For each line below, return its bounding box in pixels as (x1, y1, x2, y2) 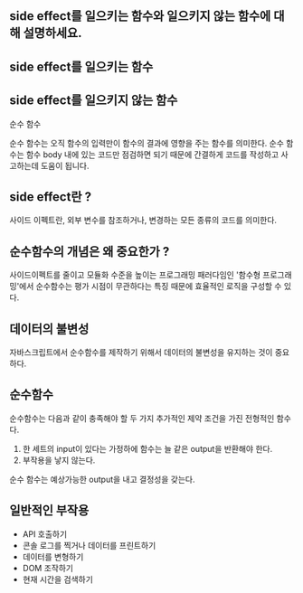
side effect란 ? (9, 189, 92, 204)
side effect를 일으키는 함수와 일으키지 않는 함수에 (9, 8, 271, 24)
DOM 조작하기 (22, 562, 74, 573)
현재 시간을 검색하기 (22, 573, 93, 585)
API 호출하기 (22, 528, 68, 540)
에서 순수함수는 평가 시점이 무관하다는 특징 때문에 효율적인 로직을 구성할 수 (19, 281, 282, 292)
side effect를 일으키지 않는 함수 (9, 93, 178, 108)
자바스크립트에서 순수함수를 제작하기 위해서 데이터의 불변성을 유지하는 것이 (9, 347, 273, 358)
